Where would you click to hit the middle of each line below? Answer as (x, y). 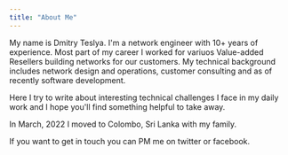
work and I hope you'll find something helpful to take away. (117, 106)
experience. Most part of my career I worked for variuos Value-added (136, 52)
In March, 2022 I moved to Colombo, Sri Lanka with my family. (123, 124)
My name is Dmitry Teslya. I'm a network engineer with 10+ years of (134, 43)
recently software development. (68, 80)
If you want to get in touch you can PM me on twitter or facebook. (130, 141)
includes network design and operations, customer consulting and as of (141, 71)
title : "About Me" (43, 17)
